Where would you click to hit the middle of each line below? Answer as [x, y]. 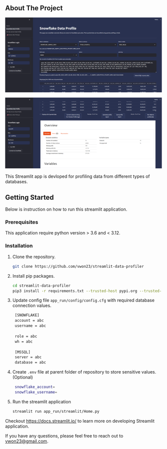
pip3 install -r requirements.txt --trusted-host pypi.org [75, 291]
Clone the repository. [34, 257]
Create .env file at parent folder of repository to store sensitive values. [84, 372]
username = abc [30, 326]
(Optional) [23, 377]
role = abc [26, 336]
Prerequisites [22, 222]
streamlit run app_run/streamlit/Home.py [56, 411]
